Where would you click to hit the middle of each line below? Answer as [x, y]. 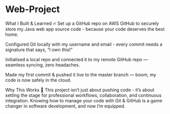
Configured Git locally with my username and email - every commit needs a [84, 44]
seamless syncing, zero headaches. [42, 65]
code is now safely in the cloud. [38, 80]
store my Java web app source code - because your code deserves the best [85, 29]
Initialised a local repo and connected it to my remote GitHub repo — [77, 59]
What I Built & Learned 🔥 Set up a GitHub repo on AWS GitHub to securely [82, 23]
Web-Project [33, 9]
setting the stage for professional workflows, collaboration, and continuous [83, 95]
